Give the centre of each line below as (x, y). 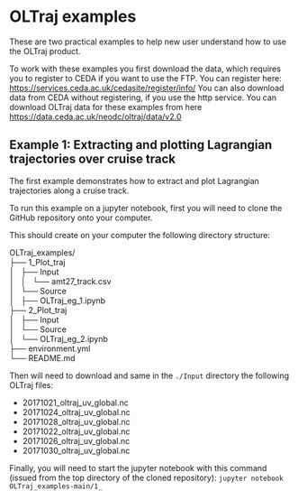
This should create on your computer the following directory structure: (140, 235)
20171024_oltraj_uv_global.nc (76, 412)
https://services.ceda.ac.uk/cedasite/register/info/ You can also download (147, 88)
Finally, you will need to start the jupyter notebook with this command (138, 468)
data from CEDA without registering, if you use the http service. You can (143, 97)
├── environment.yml (50, 348)
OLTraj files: (32, 384)
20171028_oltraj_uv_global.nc (76, 421)
